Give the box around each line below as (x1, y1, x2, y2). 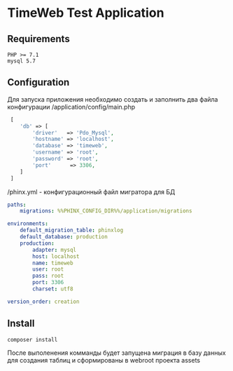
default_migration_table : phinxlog (20, 227, 124, 234)
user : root (32, 266, 64, 273)
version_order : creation (7, 298, 80, 305)
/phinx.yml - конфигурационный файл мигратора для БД (7, 187, 176, 196)
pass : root (32, 272, 64, 280)
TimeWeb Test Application (7, 5, 164, 21)
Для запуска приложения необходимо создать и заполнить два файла (7, 95, 218, 103)
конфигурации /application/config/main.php (7, 102, 136, 111)
